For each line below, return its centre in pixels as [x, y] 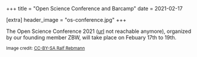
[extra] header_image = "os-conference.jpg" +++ [66, 20]
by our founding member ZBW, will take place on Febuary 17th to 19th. [91, 37]
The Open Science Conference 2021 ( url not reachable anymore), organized [99, 31]
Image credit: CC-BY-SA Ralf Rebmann [46, 48]
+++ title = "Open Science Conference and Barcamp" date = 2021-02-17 [94, 9]
